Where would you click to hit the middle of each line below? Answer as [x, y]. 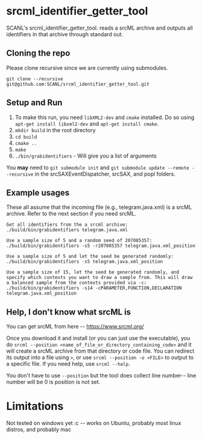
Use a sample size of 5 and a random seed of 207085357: [79, 241]
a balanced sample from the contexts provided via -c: [77, 283]
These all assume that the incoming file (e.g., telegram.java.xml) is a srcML [99, 207]
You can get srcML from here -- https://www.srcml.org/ [75, 327]
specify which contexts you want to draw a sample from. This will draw [99, 278]
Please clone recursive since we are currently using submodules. [87, 68]
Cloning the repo [38, 53]
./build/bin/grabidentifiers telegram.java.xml [67, 230]
